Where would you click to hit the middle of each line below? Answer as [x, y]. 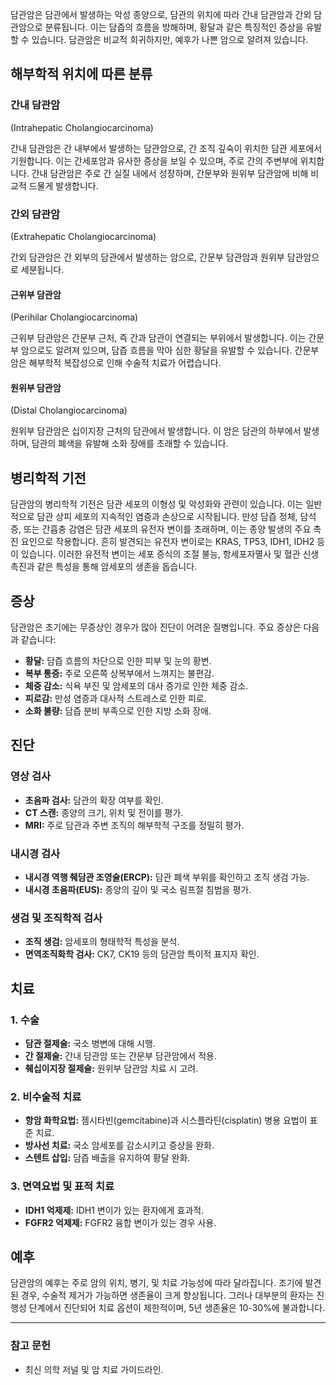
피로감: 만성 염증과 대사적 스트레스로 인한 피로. [115, 699]
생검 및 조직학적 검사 [56, 918]
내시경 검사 [35, 853]
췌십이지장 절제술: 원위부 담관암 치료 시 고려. [111, 1068]
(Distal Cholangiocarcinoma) [69, 410]
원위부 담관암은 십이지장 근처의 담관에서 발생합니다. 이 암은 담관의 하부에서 [156, 431]
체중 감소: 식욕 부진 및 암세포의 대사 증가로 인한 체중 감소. [136, 686]
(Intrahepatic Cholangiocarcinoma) [82, 127]
